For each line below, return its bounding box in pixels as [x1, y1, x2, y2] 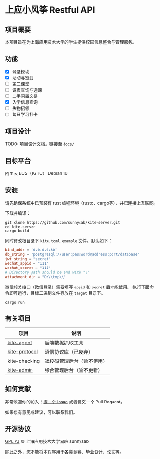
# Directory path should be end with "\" [5, 270, 90, 275]
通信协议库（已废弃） [44, 348, 94, 355]
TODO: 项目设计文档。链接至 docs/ [5, 141, 74, 147]
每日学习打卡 [12, 112, 38, 117]
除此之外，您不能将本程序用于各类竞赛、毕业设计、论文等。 [5, 449, 124, 455]
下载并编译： [5, 210, 31, 216]
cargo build [5, 229, 29, 233]
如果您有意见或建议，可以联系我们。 [5, 409, 78, 415]
